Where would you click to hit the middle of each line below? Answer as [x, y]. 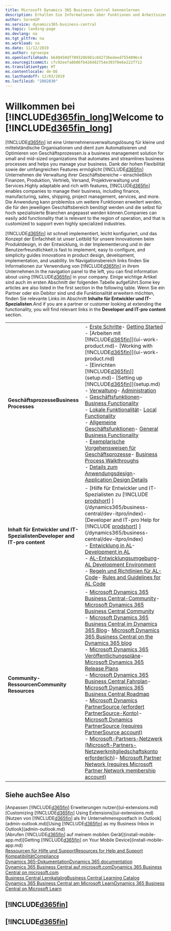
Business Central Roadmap [117, 694]
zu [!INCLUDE [132, 494]
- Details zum [101, 467]
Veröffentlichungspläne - [114, 656]
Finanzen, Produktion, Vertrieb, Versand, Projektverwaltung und [72, 180]
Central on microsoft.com [32, 872]
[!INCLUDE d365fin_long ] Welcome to [84, 117]
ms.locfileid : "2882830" [32, 81]
